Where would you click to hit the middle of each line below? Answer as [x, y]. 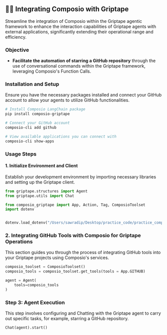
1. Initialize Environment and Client [42, 166]
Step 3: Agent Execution [35, 302]
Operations [19, 242]
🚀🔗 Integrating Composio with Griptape [67, 9]
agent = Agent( [21, 281]
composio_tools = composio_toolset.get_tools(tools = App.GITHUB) [75, 271]
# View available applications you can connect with [61, 136]
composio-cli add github [31, 128]
